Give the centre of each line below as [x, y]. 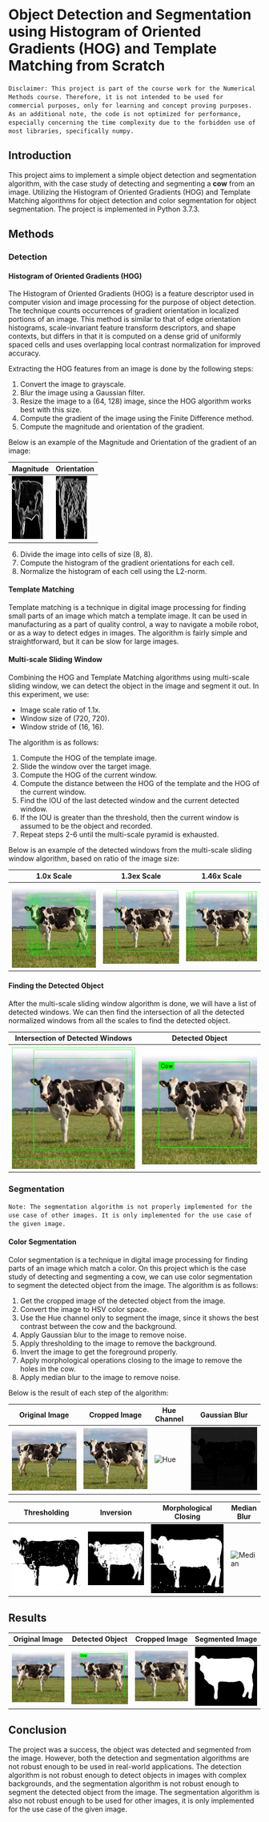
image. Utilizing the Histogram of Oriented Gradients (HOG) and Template [129, 192]
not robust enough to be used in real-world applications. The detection [125, 1766]
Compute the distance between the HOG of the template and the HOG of [140, 783]
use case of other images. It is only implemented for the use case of [130, 1216]
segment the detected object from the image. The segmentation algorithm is [134, 1792]
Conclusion [38, 1730]
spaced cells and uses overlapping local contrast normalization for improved [134, 345]
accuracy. [25, 353]
